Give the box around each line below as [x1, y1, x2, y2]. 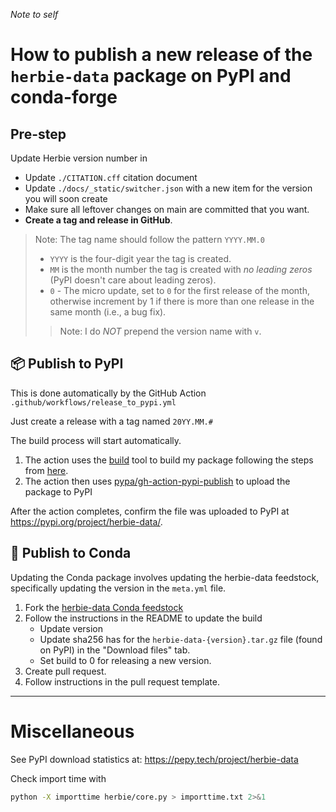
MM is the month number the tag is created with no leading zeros [49, 264, 313, 275]
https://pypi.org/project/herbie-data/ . [10, 515, 163, 528]
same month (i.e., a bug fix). [49, 306, 167, 318]
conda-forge [10, 86, 118, 109]
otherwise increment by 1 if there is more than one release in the [49, 295, 315, 307]
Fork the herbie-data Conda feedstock [24, 601, 184, 613]
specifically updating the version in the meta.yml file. [10, 582, 227, 594]
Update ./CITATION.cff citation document [24, 172, 198, 183]
